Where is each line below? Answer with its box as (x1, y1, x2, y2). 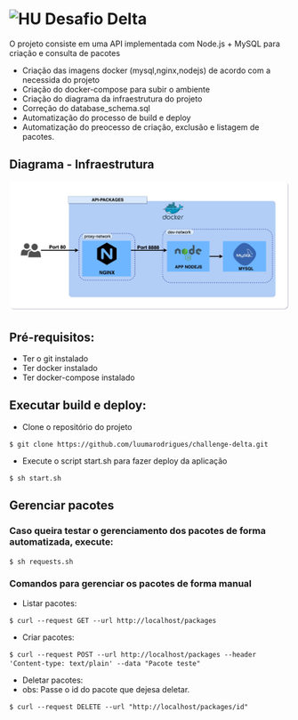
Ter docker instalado (21, 363, 98, 374)
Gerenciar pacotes (9, 498, 115, 514)
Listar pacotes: (21, 597, 77, 609)
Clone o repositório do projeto (21, 421, 133, 432)
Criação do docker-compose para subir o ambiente (21, 84, 211, 94)
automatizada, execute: (9, 536, 114, 548)
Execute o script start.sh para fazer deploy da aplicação (21, 455, 228, 466)
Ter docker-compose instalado (21, 372, 135, 383)
